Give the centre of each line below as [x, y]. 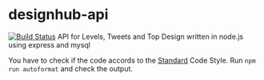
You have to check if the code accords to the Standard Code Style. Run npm [132, 60]
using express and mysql [49, 44]
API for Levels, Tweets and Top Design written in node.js [150, 36]
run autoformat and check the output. [71, 68]
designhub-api [58, 15]
